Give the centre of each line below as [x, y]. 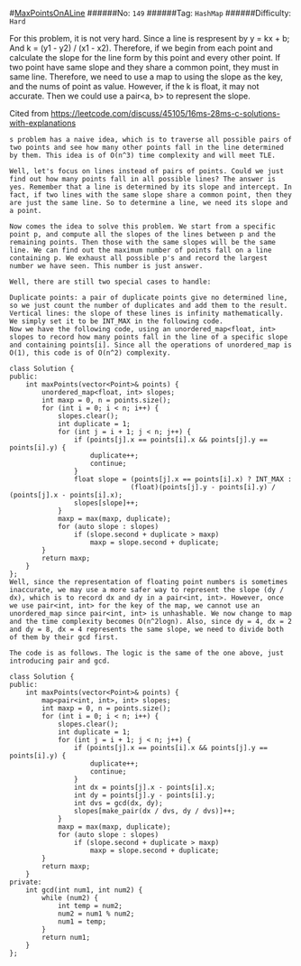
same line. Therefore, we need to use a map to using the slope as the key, [146, 77]
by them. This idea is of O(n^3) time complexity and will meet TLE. [143, 155]
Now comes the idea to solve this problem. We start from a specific [143, 227]
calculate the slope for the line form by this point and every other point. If [145, 57]
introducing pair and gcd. [60, 661]
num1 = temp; [82, 922]
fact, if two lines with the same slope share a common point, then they [151, 195]
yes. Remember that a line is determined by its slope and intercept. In [151, 187]
